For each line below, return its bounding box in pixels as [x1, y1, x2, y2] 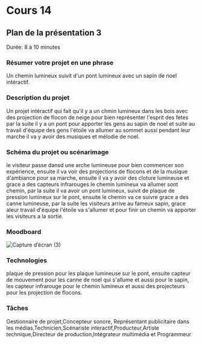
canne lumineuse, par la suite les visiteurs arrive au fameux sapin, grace [6, 200, 186, 207]
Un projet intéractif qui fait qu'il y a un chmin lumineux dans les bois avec [6, 107, 188, 114]
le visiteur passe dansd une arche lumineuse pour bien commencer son [6, 161, 184, 168]
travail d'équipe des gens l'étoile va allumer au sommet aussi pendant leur [6, 126, 191, 134]
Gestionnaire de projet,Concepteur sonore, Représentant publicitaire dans [6, 318, 190, 325]
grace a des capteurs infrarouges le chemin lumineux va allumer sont [6, 180, 178, 188]
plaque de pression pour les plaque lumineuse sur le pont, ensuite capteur [6, 270, 191, 277]
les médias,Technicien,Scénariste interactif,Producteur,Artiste [6, 324, 160, 331]
